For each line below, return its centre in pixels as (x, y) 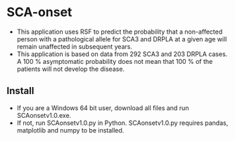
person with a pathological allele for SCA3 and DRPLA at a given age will (122, 39)
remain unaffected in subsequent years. (75, 46)
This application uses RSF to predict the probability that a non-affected (120, 32)
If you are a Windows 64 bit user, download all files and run (103, 108)
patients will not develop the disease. (70, 69)
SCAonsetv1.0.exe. (44, 115)
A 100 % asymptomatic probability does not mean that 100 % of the (115, 61)
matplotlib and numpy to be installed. (70, 130)
